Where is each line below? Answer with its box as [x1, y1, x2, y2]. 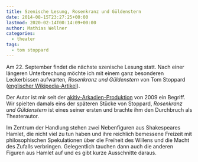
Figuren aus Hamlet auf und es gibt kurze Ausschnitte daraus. [6, 149, 157, 156]
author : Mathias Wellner [6, 25, 67, 31]
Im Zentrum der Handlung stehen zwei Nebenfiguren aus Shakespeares [6, 124, 181, 131]
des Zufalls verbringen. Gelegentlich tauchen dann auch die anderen [6, 142, 173, 150]
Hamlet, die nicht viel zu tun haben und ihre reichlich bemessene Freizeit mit [6, 130, 192, 137]
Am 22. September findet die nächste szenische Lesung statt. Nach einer [6, 63, 184, 70]
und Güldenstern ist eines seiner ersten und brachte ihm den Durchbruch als [6, 106, 193, 113]
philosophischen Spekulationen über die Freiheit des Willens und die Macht [6, 137, 190, 144]
